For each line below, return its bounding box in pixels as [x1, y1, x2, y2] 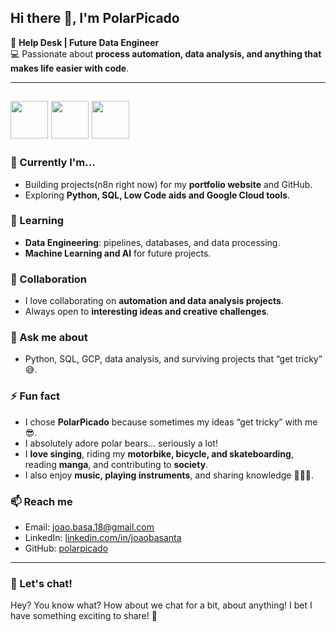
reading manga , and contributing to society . [24, 458, 209, 470]
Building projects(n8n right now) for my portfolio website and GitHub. [24, 178, 313, 190]
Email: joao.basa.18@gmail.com [24, 521, 155, 533]
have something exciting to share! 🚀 [10, 610, 158, 622]
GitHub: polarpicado [24, 542, 109, 554]
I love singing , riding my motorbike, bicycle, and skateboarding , [24, 447, 294, 460]
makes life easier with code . [10, 62, 130, 74]
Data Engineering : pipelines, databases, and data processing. [24, 236, 281, 248]
